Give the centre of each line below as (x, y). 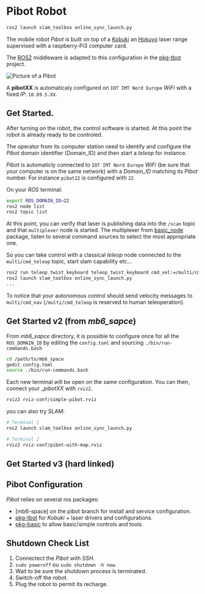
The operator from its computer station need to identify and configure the (99, 146)
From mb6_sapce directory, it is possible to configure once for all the (93, 336)
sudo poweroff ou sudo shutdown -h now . (66, 564)
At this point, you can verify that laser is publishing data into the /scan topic (101, 223)
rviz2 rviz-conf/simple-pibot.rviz (52, 400)
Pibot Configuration (45, 484)
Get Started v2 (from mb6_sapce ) (71, 321)
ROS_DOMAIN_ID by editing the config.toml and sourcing (75, 342)
